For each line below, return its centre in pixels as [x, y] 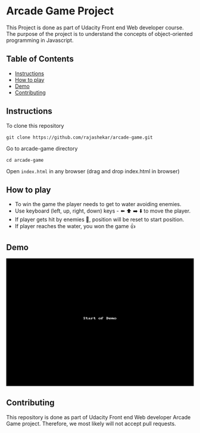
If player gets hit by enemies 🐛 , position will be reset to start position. [99, 220]
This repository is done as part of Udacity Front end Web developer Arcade [99, 417]
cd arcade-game [25, 160]
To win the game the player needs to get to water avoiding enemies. [98, 204]
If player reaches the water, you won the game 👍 [75, 226]
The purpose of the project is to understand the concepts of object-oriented [100, 33]
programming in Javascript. [40, 40]
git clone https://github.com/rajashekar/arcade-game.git [79, 137]
